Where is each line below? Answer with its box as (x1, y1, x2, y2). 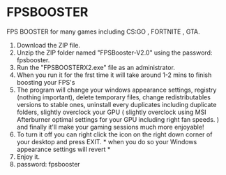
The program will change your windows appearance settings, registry (16, 85, 217, 94)
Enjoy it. (16, 152, 40, 161)
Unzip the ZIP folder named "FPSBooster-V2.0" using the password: (16, 48, 213, 57)
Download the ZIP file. (16, 41, 81, 49)
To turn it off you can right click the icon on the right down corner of (16, 130, 213, 139)
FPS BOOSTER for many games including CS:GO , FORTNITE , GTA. (6, 27, 200, 36)
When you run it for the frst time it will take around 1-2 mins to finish (16, 71, 212, 79)
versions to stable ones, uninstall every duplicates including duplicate (16, 100, 217, 108)
